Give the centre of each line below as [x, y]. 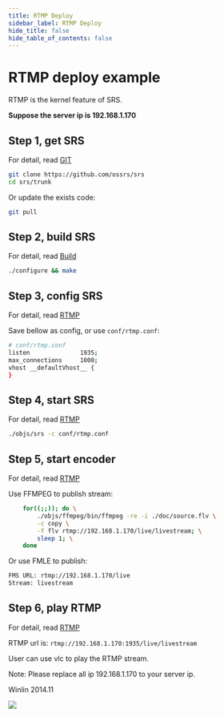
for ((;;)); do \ [50, 509]
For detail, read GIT [40, 160]
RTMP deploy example [84, 78]
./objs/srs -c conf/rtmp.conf [59, 434]
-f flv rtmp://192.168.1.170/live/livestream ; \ [120, 531]
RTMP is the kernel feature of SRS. [65, 100]
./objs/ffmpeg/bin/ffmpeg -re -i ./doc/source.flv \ [127, 516]
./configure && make [43, 271]
